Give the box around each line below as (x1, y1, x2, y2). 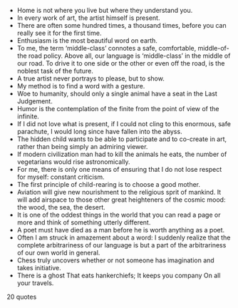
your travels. (16, 279, 54, 287)
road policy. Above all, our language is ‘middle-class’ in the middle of (28, 51, 231, 60)
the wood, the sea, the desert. (16, 203, 106, 211)
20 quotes (6, 292, 37, 301)
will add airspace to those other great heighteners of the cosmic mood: (16, 195, 226, 204)
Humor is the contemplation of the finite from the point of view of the (16, 105, 219, 113)
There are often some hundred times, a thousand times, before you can (16, 21, 227, 29)
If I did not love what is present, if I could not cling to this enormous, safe (16, 120, 231, 128)
